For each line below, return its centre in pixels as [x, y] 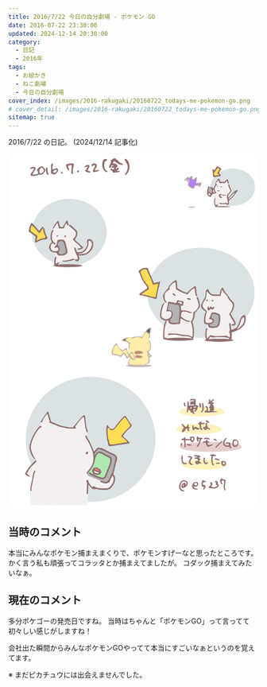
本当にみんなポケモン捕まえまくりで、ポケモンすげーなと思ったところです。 [133, 553]
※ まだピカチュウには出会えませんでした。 [77, 674]
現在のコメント [45, 600]
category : [25, 42]
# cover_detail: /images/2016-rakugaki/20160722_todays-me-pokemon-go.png [135, 109]
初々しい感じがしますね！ [50, 631]
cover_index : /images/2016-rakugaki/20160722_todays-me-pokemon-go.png [129, 101]
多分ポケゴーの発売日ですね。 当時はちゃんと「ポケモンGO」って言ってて [129, 621]
